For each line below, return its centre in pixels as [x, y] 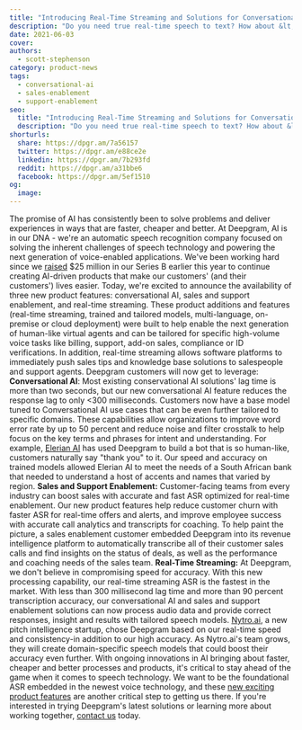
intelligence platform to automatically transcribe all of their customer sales [147, 543]
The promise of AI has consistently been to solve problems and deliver [140, 218]
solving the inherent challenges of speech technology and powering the [142, 247]
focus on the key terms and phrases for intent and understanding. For [138, 438]
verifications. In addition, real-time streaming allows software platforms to [146, 352]
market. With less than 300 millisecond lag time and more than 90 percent [147, 591]
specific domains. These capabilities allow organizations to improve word [145, 419]
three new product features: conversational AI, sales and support [129, 295]
